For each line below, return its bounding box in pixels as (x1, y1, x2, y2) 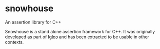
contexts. (5, 39, 24, 45)
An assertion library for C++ (5, 19, 61, 25)
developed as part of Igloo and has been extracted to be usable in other (5, 34, 150, 40)
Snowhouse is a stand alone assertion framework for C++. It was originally (5, 28, 155, 34)
